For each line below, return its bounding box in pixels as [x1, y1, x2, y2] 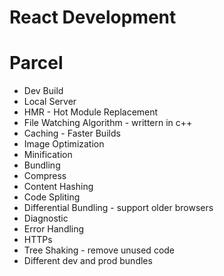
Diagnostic [23, 212, 69, 225]
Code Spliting [23, 191, 81, 203]
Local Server [23, 96, 77, 108]
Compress [23, 170, 67, 182]
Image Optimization [23, 138, 105, 150]
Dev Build [23, 85, 64, 97]
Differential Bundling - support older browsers [23, 202, 214, 214]
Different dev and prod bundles [23, 255, 153, 267]
